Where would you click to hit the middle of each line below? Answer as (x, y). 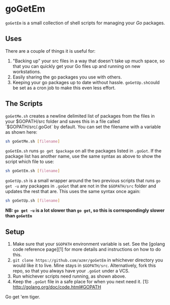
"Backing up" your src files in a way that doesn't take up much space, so (89, 61)
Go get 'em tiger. (23, 297)
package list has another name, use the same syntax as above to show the (83, 156)
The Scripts (24, 104)
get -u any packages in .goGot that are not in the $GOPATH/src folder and (81, 186)
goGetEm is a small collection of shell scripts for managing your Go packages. (85, 23)
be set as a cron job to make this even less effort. (64, 88)
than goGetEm (19, 216)
